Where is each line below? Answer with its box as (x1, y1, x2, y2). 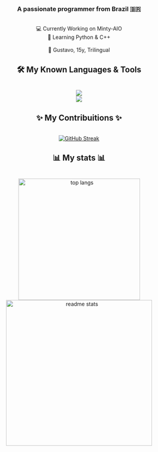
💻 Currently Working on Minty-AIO (36, 25, 122, 32)
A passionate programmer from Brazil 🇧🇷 (17, 5, 141, 13)
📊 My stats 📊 (52, 153, 106, 163)
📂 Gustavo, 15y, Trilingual (48, 47, 110, 54)
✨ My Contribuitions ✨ (36, 112, 122, 123)
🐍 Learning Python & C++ (47, 33, 111, 41)
